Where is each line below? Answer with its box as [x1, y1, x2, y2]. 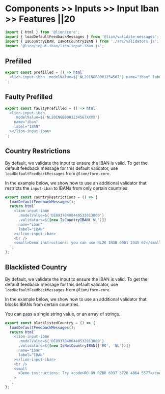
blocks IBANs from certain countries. [5, 301, 80, 307]
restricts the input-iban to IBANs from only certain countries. [5, 185, 129, 191]
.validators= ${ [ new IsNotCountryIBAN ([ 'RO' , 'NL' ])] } [18, 343, 131, 348]
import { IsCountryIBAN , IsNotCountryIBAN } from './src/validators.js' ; [5, 39, 160, 44]
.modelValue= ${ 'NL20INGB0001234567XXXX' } [14, 115, 100, 120]
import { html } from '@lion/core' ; [5, 30, 80, 34]
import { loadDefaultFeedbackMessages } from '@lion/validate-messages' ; [5, 34, 160, 39]
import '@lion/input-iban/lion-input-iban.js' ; [5, 43, 105, 48]
